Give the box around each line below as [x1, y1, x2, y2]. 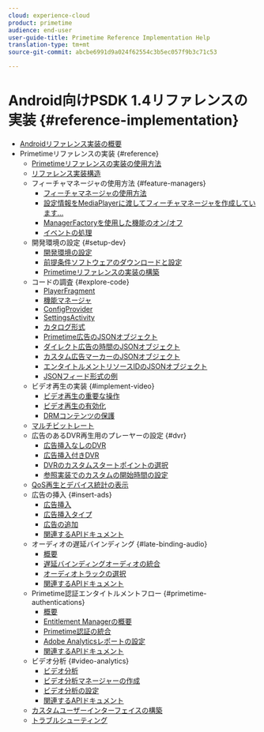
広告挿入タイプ [43, 509, 92, 519]
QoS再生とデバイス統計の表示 [31, 479, 129, 490]
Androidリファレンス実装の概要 [19, 139, 123, 148]
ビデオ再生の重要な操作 [43, 391, 120, 400]
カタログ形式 [43, 321, 85, 332]
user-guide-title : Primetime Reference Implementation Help [8, 33, 211, 42]
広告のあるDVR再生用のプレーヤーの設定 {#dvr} [31, 430, 187, 440]
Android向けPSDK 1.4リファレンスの [8, 92, 248, 110]
